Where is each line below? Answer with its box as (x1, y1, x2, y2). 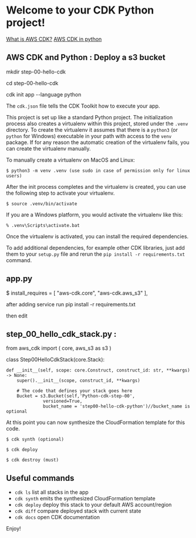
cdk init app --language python (6, 91, 82, 98)
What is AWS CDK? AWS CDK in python (6, 35, 102, 42)
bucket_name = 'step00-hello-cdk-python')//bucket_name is (43, 403, 191, 409)
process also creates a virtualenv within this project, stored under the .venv (6, 120, 188, 127)
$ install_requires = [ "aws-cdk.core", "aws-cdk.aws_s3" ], (6, 289, 148, 296)
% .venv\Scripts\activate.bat (6, 222, 80, 228)
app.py (6, 274, 33, 284)
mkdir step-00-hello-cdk (6, 68, 66, 75)
